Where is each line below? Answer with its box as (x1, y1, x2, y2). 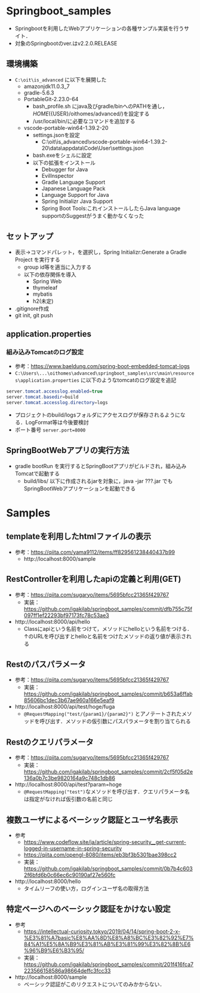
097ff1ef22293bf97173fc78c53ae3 (23, 612, 109, 619)
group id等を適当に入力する (23, 263, 92, 271)
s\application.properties (14, 378, 79, 384)
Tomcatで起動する (14, 470, 60, 477)
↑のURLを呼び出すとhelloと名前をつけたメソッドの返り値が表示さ (23, 633, 187, 640)
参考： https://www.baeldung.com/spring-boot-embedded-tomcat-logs (14, 363, 190, 370)
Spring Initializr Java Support (41, 198, 113, 205)
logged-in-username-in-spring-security (23, 845, 122, 852)
